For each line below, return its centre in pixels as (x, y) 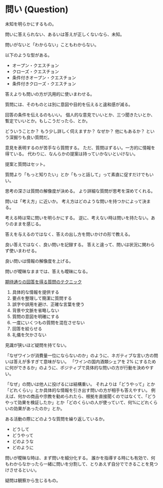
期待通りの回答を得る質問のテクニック (43, 282)
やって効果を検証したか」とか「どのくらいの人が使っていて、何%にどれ (77, 402)
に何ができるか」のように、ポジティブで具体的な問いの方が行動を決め (75, 368)
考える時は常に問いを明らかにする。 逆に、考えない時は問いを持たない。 (78, 217)
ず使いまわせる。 (22, 251)
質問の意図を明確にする (36, 316)
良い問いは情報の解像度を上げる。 (39, 261)
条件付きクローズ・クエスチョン (44, 83)
